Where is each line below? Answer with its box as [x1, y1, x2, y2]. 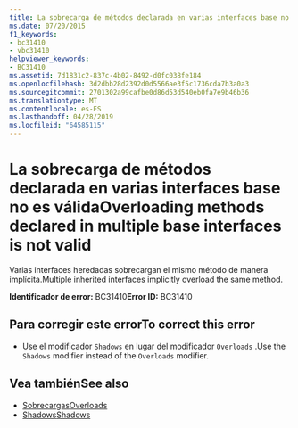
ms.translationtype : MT [9, 95, 98, 105]
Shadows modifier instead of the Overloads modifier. [21, 350, 210, 361]
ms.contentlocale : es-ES [9, 104, 102, 113]
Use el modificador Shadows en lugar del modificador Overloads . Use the [21, 341, 286, 351]
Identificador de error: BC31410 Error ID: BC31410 [9, 291, 194, 301]
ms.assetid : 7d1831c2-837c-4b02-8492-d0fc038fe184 [9, 71, 202, 80]
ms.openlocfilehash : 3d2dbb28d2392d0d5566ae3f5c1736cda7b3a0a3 [9, 79, 250, 88]
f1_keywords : [9, 29, 58, 38]
